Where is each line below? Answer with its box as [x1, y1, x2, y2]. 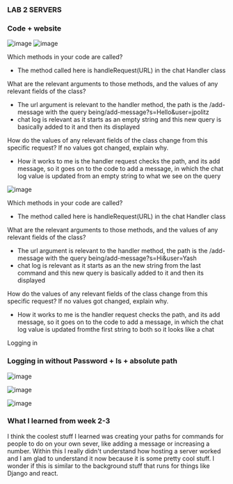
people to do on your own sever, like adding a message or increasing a [7, 439, 210, 448]
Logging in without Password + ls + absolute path [7, 356, 177, 366]
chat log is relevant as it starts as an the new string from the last [17, 261, 202, 270]
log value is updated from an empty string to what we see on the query [17, 172, 221, 180]
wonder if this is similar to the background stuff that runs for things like [7, 461, 210, 470]
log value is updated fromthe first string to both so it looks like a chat [17, 325, 214, 334]
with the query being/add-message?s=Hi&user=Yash [45, 254, 197, 262]
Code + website [7, 23, 61, 33]
